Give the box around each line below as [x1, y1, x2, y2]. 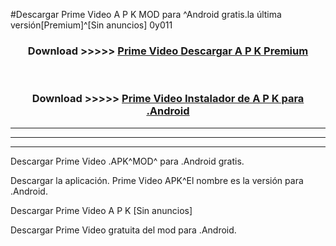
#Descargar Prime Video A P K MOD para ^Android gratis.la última [10, 9, 282, 20]
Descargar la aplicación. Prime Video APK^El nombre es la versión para [10, 174, 304, 186]
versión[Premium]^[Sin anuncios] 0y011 [10, 19, 173, 31]
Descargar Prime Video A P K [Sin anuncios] [10, 204, 193, 216]
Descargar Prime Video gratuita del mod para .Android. [10, 224, 237, 236]
